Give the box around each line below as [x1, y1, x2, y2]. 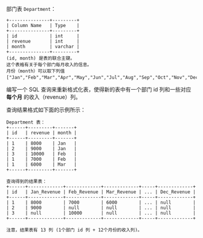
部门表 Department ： [6, 5, 56, 12]
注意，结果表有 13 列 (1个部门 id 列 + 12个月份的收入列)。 [6, 227, 143, 233]
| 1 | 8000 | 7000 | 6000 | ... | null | [6, 199, 196, 205]
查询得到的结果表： [6, 178, 47, 184]
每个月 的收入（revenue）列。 [6, 93, 82, 101]
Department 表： [6, 119, 45, 125]
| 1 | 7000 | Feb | [6, 156, 77, 162]
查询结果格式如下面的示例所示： [6, 106, 86, 113]
